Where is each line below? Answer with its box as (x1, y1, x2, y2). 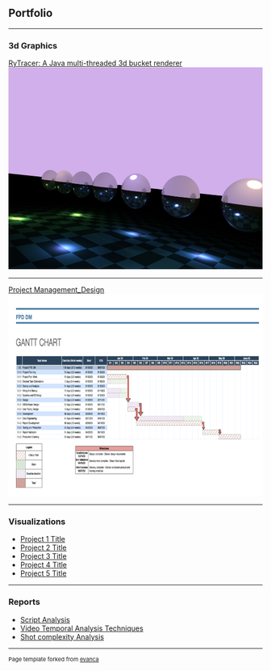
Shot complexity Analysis (19, 631, 105, 641)
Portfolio (8, 6, 53, 20)
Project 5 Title (19, 568, 67, 578)
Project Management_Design (8, 285, 105, 295)
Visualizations (8, 516, 66, 527)
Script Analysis (19, 614, 70, 624)
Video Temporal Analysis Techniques (19, 623, 144, 633)
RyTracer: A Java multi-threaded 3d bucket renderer (8, 58, 183, 68)
